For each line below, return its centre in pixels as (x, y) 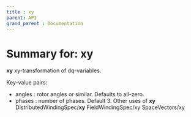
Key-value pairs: (27, 83)
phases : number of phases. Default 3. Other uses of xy (85, 101)
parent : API (21, 18)
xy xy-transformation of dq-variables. (54, 70)
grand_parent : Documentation (45, 23)
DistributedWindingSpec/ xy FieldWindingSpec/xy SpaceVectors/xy (100, 107)
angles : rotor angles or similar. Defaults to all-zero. (80, 94)
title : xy (20, 12)
